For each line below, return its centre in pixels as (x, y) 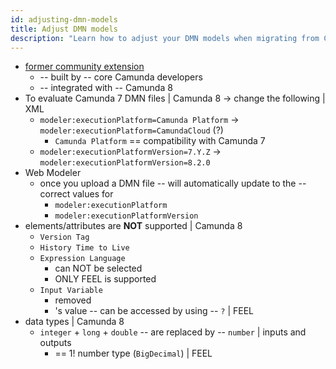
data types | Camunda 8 (74, 322)
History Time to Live (84, 248)
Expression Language (82, 259)
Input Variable (71, 291)
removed (73, 300)
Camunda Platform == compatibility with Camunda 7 (160, 141)
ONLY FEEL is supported (105, 279)
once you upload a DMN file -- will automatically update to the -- (173, 183)
